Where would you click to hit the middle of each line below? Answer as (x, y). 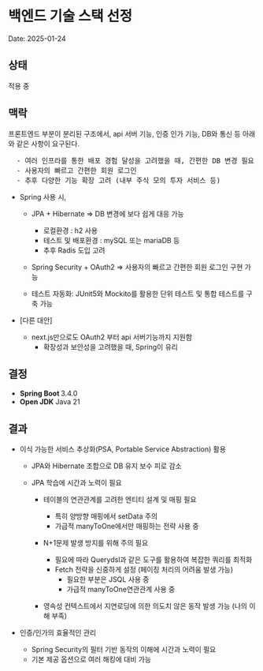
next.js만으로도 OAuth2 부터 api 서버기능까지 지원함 (112, 337)
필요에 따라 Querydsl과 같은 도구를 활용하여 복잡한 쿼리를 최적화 (154, 560)
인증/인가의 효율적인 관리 (58, 633)
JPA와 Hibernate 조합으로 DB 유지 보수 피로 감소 (107, 466)
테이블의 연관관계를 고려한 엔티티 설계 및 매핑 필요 (120, 500)
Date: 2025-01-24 (37, 38)
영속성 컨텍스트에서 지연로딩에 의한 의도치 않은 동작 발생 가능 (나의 (145, 606)
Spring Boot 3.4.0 (48, 394)
